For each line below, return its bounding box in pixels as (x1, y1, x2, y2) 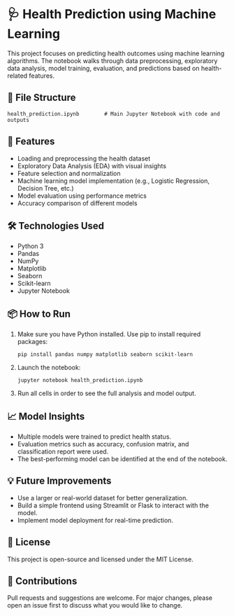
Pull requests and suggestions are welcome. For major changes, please (7, 594, 213, 602)
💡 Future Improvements (7, 475, 112, 487)
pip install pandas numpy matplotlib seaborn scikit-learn (17, 351, 193, 358)
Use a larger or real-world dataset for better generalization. (17, 493, 189, 502)
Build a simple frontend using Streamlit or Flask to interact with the (17, 501, 210, 509)
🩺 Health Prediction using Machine (7, 6, 217, 22)
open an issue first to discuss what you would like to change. (7, 601, 183, 610)
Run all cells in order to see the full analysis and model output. (17, 389, 197, 397)
